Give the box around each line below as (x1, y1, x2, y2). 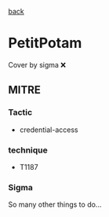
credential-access (19, 125, 78, 134)
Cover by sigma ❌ (8, 60, 67, 69)
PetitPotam (8, 35, 82, 52)
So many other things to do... (8, 200, 102, 209)
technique (8, 145, 49, 156)
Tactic (8, 107, 33, 118)
